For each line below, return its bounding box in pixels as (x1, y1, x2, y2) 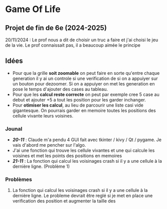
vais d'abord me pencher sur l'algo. (12, 142, 86, 148)
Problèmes (5, 176, 33, 183)
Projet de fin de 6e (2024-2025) (5, 24, 107, 32)
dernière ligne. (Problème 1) (12, 163, 70, 169)
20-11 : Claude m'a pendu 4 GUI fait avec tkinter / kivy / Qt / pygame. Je (12, 137, 162, 143)
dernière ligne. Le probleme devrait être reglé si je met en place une (12, 192, 153, 199)
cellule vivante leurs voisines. (12, 113, 74, 119)
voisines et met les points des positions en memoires (12, 153, 122, 159)
